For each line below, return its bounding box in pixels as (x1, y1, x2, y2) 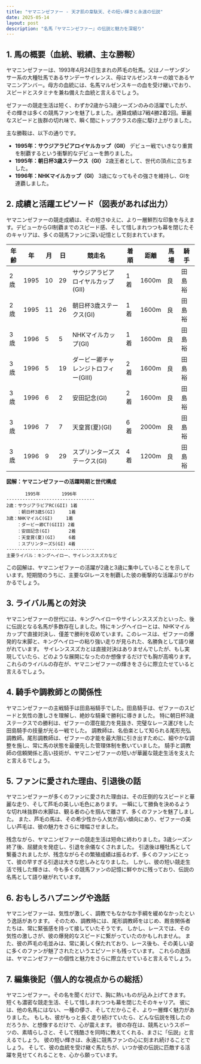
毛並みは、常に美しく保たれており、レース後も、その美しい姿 (42, 940, 194, 947)
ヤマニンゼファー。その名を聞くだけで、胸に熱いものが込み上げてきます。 (6, 991, 189, 998)
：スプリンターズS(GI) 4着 (17, 541, 76, 547)
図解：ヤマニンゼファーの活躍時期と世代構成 (6, 478, 117, 485)
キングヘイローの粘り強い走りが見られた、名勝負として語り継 (42, 637, 194, 645)
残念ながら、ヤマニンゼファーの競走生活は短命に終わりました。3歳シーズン (6, 836, 193, 843)
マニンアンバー (6, 82, 43, 89)
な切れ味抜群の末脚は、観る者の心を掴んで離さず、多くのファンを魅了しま (6, 808, 190, 815)
